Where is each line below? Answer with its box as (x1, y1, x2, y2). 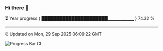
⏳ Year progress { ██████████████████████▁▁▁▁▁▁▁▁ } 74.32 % (5, 15, 155, 21)
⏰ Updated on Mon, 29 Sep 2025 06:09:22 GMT (5, 31, 102, 37)
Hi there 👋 (5, 4, 29, 11)
